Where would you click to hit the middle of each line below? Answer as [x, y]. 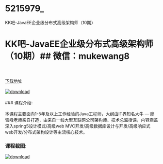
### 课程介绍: [19, 102]
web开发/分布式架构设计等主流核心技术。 [46, 132]
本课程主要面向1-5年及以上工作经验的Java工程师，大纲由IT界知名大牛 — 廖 [80, 114]
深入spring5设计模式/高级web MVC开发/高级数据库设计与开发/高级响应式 [78, 126]
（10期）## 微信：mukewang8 [67, 56]
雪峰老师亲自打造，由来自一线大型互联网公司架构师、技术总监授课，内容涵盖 [81, 120]
